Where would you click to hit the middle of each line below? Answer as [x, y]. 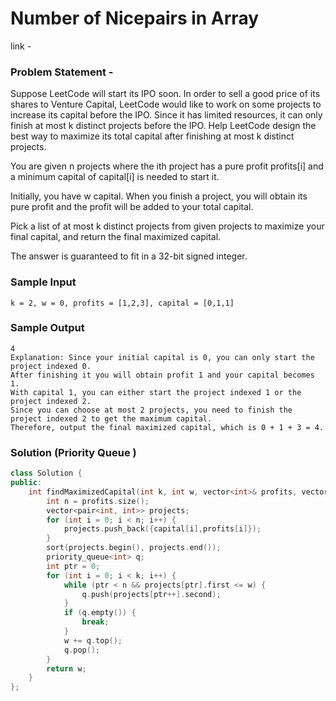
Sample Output [47, 328]
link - [21, 46]
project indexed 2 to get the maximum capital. [111, 418]
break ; [95, 622]
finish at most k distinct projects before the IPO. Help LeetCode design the [163, 126]
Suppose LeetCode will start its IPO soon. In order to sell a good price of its [165, 94]
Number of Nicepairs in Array [135, 18]
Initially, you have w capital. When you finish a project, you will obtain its [159, 196]
